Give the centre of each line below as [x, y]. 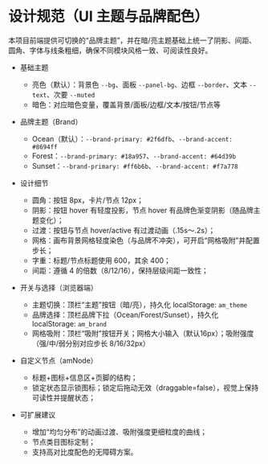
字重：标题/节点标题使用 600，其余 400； [101, 260]
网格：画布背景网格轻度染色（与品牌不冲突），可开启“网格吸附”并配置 [146, 240]
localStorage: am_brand [69, 323]
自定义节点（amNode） [59, 360]
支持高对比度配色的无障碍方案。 [85, 452]
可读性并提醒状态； [64, 397]
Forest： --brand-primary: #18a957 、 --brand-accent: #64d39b [134, 156]
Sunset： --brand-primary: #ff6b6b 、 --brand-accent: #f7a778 [135, 166]
